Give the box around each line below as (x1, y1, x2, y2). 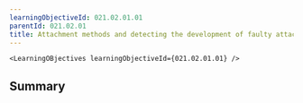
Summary (9, 78, 66, 94)
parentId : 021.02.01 (9, 21, 87, 30)
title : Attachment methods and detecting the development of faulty (9, 30, 272, 39)
